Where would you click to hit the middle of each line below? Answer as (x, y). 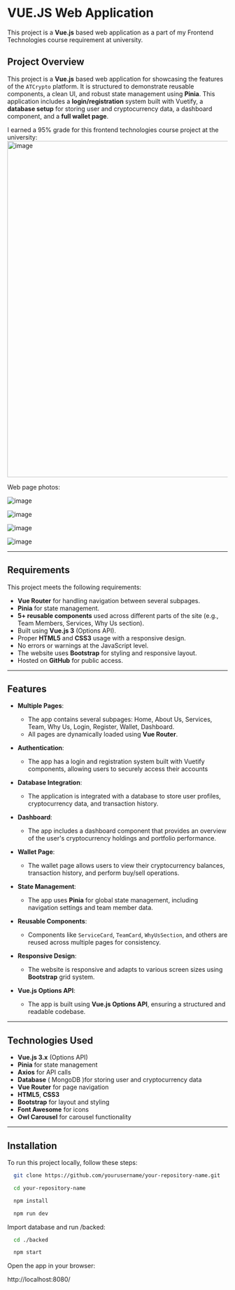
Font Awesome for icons (53, 1110)
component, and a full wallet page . (58, 116)
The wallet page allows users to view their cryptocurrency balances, (126, 866)
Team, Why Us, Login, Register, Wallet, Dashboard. (101, 727)
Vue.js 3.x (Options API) (53, 1058)
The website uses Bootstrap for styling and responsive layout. (107, 653)
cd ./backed (31, 1240)
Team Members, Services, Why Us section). (81, 623)
